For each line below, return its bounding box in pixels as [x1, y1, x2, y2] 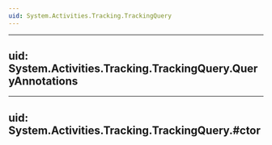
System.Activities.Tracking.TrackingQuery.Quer [8, 62, 258, 76]
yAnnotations [8, 74, 79, 89]
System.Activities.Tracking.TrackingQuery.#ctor [8, 123, 261, 137]
